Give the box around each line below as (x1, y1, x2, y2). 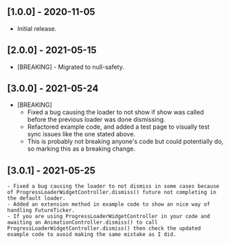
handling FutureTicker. (7, 207, 76, 214)
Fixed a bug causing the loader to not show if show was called (27, 108, 204, 116)
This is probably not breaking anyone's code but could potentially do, (27, 138, 224, 146)
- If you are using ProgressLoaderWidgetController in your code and (7, 213, 211, 220)
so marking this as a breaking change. (27, 145, 136, 153)
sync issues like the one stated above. (27, 130, 136, 138)
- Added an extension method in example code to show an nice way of (7, 201, 211, 208)
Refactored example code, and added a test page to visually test (27, 122, 210, 131)
